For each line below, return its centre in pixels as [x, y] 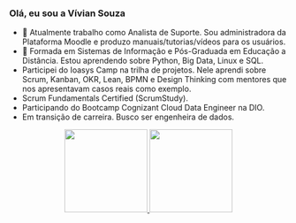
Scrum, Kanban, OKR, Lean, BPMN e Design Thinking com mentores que [154, 80]
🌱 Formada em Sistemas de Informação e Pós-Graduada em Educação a [154, 51]
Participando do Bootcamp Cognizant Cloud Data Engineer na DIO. [143, 108]
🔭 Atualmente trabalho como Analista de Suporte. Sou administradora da [154, 33]
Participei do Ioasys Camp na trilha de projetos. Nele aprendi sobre [144, 70]
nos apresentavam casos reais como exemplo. [106, 89]
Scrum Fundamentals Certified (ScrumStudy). [105, 98]
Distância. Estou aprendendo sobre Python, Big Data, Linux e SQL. [143, 61]
